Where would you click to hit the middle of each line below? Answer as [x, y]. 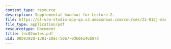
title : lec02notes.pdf [29, 34]
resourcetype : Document [31, 29]
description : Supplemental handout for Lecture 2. [60, 15]
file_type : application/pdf [35, 24]
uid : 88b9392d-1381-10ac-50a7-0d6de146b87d [52, 39]
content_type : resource [31, 10]
